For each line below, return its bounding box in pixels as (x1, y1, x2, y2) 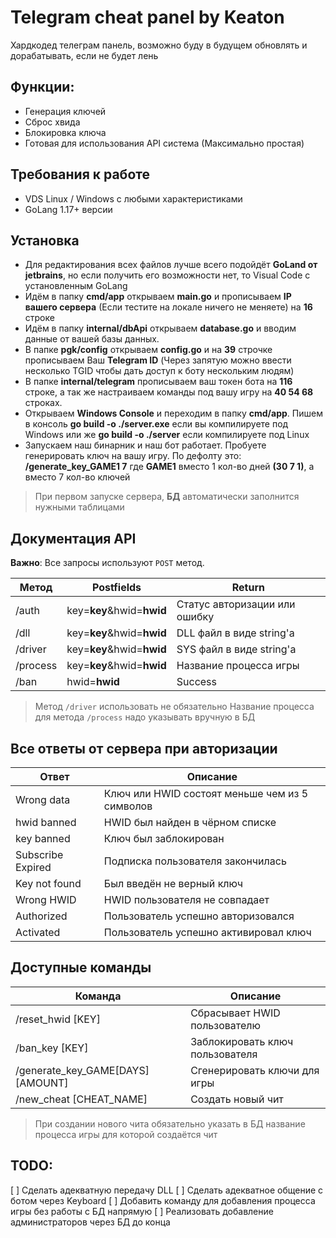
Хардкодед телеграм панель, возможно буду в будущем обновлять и (10, 39, 308, 51)
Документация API (10, 530, 137, 547)
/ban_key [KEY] (15, 1041, 89, 1055)
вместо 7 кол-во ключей (24, 471, 131, 483)
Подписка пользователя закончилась (103, 854, 287, 868)
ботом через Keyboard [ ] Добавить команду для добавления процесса (10, 1194, 316, 1206)
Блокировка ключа (24, 126, 107, 138)
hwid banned (15, 816, 77, 829)
